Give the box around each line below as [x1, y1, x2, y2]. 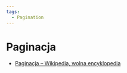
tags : [6, 8, 20, 15]
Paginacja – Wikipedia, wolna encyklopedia [14, 60, 121, 67]
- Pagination [11, 14, 44, 20]
